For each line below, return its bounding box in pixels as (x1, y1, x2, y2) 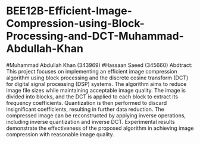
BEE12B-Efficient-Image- (6, 4, 133, 18)
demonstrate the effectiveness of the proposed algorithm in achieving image (6, 124, 194, 132)
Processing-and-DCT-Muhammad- (6, 30, 185, 43)
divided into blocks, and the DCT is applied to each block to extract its (6, 93, 179, 100)
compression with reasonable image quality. (6, 130, 114, 137)
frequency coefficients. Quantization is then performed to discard (6, 99, 167, 106)
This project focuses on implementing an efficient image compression (6, 68, 177, 75)
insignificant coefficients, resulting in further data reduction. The (6, 105, 165, 113)
